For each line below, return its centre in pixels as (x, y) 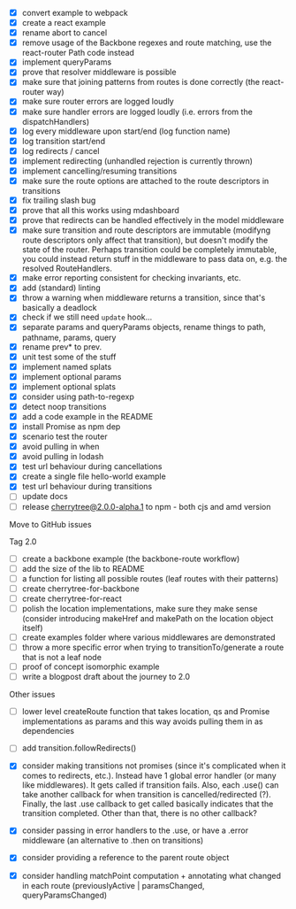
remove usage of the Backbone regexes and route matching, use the (147, 42)
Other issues (32, 695)
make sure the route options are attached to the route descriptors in (145, 181)
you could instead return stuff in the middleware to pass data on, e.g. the (154, 259)
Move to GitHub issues (50, 524)
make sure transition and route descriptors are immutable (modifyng (146, 230)
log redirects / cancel (61, 150)
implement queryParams (67, 62)
